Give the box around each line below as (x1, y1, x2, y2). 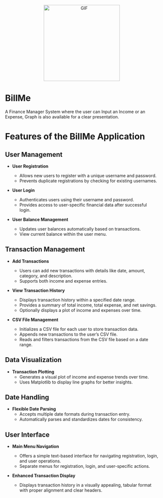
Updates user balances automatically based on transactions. (19, 226, 141, 231)
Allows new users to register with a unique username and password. (19, 172, 157, 178)
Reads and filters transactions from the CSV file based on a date (19, 336, 148, 342)
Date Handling (5, 393, 50, 402)
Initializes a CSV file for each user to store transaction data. (19, 326, 139, 332)
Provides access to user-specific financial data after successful (19, 202, 147, 208)
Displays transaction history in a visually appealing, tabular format (19, 482, 152, 488)
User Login (12, 187, 35, 193)
